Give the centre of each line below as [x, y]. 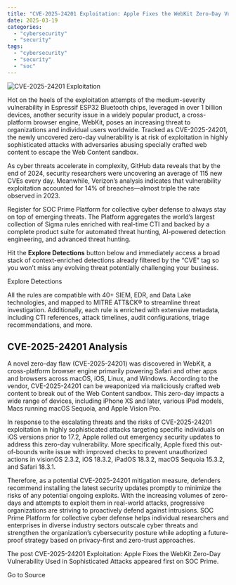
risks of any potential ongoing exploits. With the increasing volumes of [109, 496]
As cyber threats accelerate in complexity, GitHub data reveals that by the [114, 165]
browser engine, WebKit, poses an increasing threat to [112, 122]
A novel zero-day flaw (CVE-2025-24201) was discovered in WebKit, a [109, 364]
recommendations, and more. [50, 325]
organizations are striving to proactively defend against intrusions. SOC [111, 510]
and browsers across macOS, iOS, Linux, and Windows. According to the [113, 379]
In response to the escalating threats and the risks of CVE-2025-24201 [110, 422]
